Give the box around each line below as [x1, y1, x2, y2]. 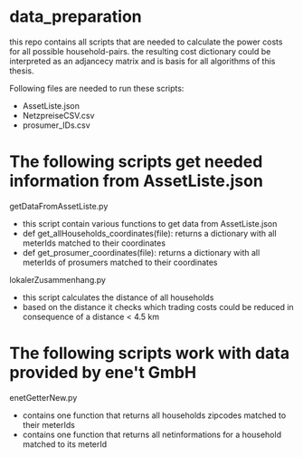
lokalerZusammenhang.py [9, 274, 107, 285]
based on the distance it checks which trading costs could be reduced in [22, 301, 294, 312]
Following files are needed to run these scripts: [9, 83, 185, 93]
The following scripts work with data [9, 343, 290, 364]
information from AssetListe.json [9, 170, 264, 191]
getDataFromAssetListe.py [9, 200, 109, 211]
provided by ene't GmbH [9, 363, 197, 383]
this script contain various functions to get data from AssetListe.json [22, 218, 278, 228]
